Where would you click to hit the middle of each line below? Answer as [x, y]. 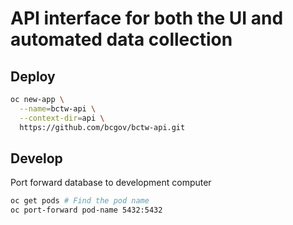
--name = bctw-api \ [58, 108]
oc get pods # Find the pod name [80, 201]
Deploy [33, 76]
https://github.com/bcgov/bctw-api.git [102, 127]
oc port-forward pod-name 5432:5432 [86, 210]
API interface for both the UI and [147, 18]
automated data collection [121, 39]
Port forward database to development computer [111, 183]
